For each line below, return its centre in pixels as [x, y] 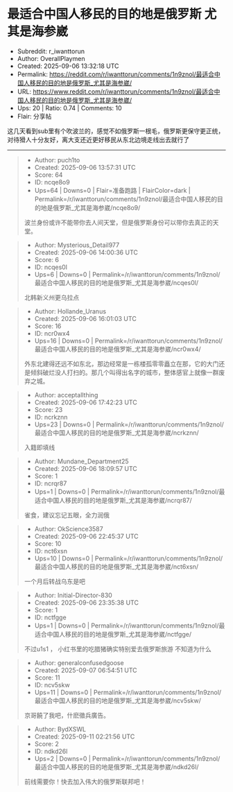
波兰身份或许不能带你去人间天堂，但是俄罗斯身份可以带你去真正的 [118, 222]
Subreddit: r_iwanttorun [51, 51]
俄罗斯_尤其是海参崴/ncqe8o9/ [97, 207]
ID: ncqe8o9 [52, 182]
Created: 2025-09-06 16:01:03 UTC [85, 318]
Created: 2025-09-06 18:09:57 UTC [86, 468]
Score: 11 [47, 678]
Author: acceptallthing [66, 395]
